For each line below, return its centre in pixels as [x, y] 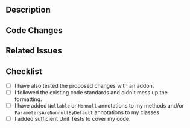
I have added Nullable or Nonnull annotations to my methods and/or [99, 106]
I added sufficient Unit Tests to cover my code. [72, 119]
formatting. [28, 99]
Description [28, 10]
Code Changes [34, 30]
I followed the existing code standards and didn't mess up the [91, 93]
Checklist [24, 71]
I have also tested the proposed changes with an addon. [84, 85]
